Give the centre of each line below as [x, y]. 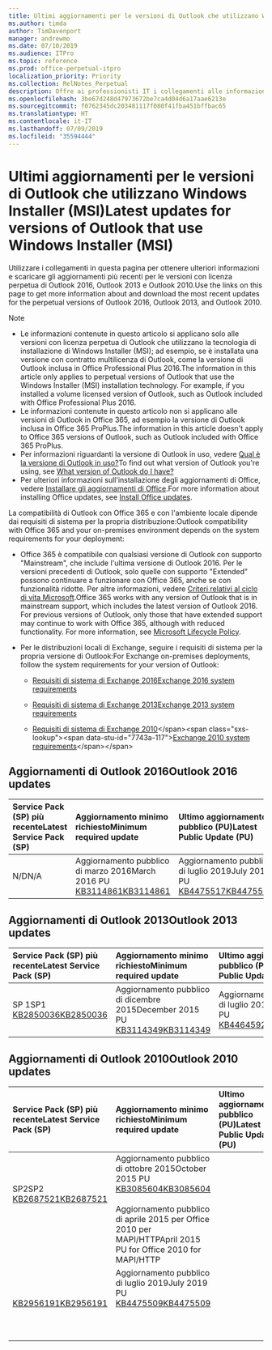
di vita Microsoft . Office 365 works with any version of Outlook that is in [138, 597]
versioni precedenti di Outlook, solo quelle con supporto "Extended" [134, 571]
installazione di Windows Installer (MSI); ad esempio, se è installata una [139, 351]
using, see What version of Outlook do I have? [97, 471]
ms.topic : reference [43, 62]
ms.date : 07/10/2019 [43, 46]
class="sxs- [229, 729]
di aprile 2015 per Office [163, 1219]
